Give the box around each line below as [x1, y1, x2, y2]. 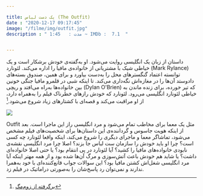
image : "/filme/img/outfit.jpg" [6, 25, 88, 31]
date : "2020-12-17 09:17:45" [6, 19, 83, 26]
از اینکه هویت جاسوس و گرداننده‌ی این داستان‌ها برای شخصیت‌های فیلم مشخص [6, 127, 184, 134]
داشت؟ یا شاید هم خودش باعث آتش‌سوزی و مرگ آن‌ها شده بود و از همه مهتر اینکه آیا [6, 152, 197, 160]
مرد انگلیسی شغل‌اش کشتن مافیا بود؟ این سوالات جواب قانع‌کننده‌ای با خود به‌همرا [6, 159, 190, 166]
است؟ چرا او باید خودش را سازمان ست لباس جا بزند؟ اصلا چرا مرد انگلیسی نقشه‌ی [6, 139, 194, 147]
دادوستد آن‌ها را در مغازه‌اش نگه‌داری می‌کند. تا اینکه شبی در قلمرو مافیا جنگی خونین [6, 77, 195, 84]
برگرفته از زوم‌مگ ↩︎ [14, 182, 62, 190]
